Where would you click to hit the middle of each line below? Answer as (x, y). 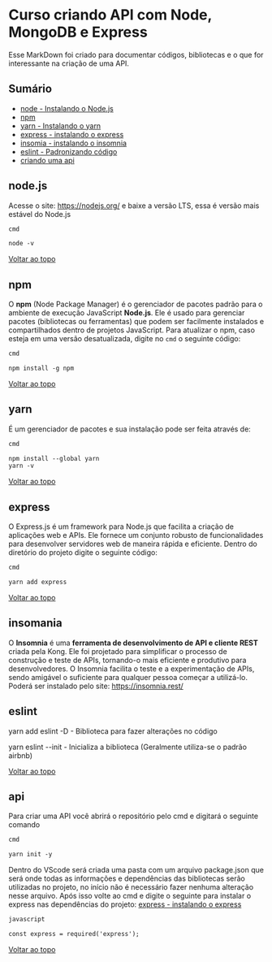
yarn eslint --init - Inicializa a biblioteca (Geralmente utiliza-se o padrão (128, 747)
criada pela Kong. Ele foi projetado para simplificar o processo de (118, 651)
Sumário (30, 89)
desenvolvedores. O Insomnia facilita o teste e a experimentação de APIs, (132, 669)
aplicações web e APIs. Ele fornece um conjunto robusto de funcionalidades (136, 535)
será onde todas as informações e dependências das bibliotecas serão (127, 878)
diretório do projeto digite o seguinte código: (83, 552)
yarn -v (22, 466)
